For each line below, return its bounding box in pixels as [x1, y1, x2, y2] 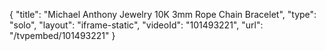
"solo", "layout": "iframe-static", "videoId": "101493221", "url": [9, 19, 264, 31]
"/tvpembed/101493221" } [9, 30, 116, 41]
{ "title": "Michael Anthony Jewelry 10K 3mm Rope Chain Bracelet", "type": [9, 9, 317, 20]
